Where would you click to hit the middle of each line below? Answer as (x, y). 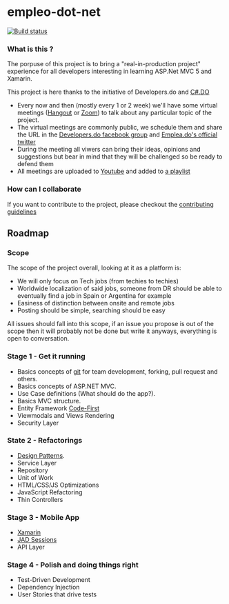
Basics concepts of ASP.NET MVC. (67, 386)
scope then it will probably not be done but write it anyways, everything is (112, 331)
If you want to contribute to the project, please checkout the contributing (110, 204)
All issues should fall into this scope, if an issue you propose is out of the (110, 324)
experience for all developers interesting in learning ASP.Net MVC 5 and (109, 71)
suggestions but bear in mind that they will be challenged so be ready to (120, 157)
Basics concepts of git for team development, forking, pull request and (118, 371)
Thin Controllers (40, 499)
